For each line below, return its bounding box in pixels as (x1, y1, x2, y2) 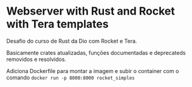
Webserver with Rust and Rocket (6, 4, 175, 18)
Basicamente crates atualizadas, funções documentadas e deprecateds (6, 49, 186, 56)
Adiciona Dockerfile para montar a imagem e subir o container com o (6, 67, 179, 74)
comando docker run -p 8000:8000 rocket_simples (6, 74, 135, 81)
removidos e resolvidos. (6, 55, 67, 63)
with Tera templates (6, 17, 109, 31)
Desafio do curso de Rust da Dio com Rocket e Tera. (6, 37, 137, 44)
